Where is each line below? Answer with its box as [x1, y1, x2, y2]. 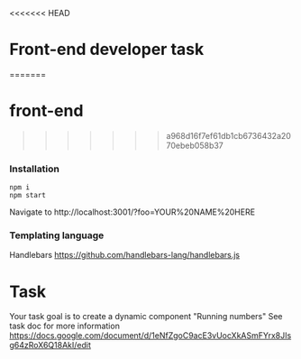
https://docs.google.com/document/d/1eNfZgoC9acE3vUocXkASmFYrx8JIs [9, 330, 292, 341]
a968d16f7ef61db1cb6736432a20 [166, 130, 291, 141]
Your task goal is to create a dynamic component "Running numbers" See [9, 311, 283, 322]
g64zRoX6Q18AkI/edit [9, 340, 92, 351]
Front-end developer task [9, 40, 205, 60]
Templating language [9, 229, 105, 242]
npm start [9, 191, 47, 200]
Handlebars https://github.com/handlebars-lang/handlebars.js [9, 250, 241, 261]
